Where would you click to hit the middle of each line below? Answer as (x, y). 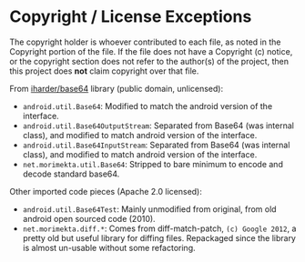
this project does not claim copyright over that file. (104, 71)
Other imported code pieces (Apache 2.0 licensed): (106, 191)
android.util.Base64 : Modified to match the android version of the (147, 106)
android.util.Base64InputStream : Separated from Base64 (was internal (156, 145)
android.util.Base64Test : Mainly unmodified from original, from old (149, 209)
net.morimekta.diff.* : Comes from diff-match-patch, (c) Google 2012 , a (159, 228)
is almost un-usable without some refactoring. (109, 247)
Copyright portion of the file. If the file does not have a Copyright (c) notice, (151, 51)
